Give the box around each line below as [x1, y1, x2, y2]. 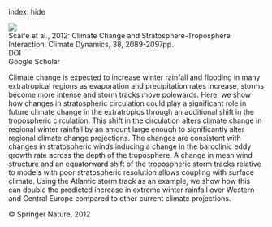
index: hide [8, 7, 46, 16]
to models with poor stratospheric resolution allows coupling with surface [8, 168, 254, 177]
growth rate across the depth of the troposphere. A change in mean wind [8, 151, 253, 159]
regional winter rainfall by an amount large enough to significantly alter [8, 124, 245, 133]
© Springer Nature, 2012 [8, 209, 91, 219]
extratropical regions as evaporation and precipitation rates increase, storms [8, 81, 265, 90]
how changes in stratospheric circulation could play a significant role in [8, 98, 247, 108]
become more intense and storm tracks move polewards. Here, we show [8, 89, 252, 99]
